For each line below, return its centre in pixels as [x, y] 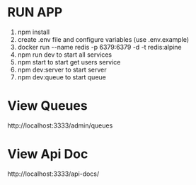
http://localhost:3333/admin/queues [60, 125]
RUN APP [35, 12]
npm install [34, 32]
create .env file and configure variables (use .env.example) [103, 39]
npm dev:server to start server [62, 69]
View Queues [47, 106]
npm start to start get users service [69, 62]
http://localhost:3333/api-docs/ [53, 174]
